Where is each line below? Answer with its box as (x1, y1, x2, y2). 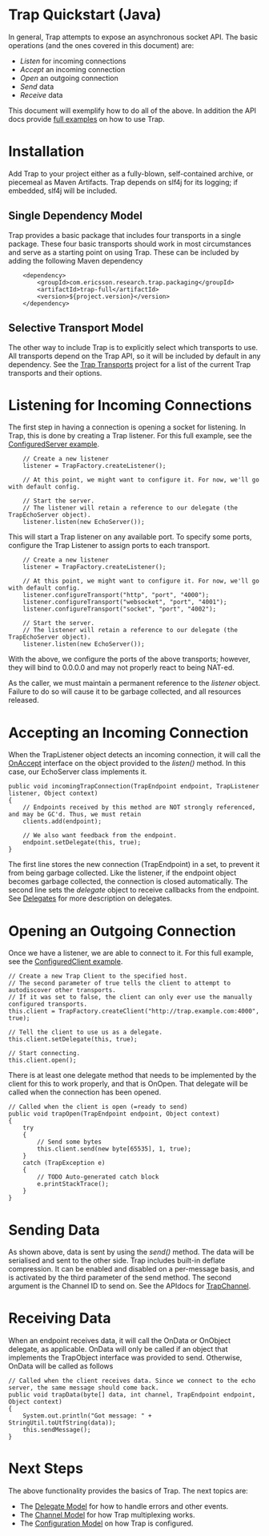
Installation (8, 143, 85, 161)
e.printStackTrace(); (37, 1180, 110, 1188)
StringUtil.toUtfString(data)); (8, 1419, 116, 1427)
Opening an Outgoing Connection (8, 921, 236, 940)
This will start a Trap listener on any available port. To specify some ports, (8, 532, 252, 542)
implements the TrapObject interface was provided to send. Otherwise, (8, 1353, 243, 1363)
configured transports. (8, 1000, 88, 1009)
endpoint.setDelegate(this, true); (22, 839, 142, 847)
